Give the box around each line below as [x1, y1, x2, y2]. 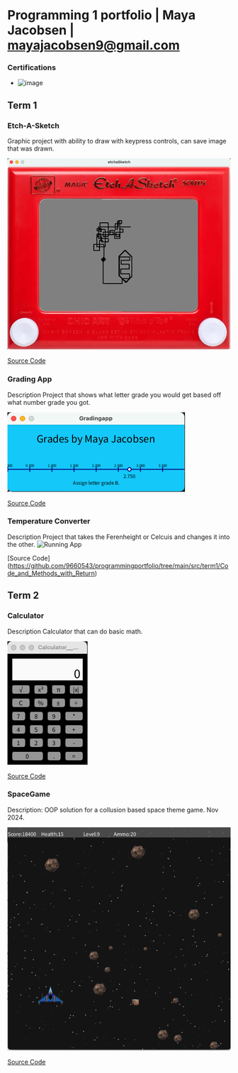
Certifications [7, 62, 57, 72]
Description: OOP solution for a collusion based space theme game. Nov [7, 805, 219, 814]
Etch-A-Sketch [7, 121, 60, 131]
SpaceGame [7, 789, 51, 799]
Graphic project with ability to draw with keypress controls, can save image [7, 137, 227, 146]
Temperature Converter [7, 516, 91, 526]
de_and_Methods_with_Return [7, 569, 96, 577]
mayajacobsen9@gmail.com [7, 38, 180, 53]
